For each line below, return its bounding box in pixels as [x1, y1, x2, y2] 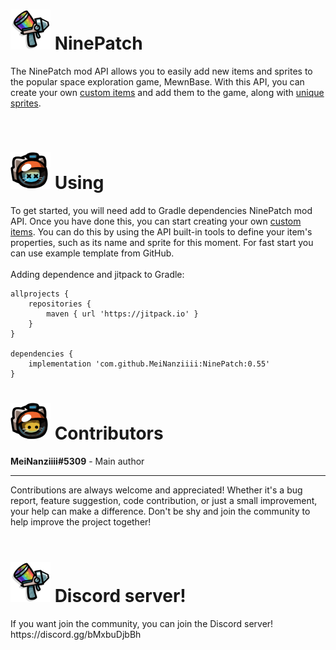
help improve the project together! [10, 515, 152, 528]
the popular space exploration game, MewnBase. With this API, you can [10, 75, 305, 88]
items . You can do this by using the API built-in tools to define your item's [10, 225, 313, 238]
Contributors [54, 422, 164, 445]
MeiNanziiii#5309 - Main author [10, 455, 145, 467]
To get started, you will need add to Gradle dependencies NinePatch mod [10, 204, 313, 216]
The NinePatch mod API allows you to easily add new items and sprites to [10, 65, 313, 77]
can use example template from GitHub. [10, 247, 175, 259]
